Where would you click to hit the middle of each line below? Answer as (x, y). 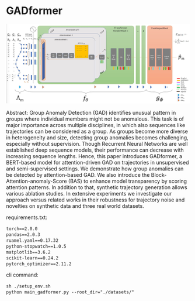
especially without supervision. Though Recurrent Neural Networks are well (97, 143)
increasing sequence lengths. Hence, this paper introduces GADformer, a (94, 156)
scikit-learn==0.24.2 (32, 258)
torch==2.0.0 (22, 229)
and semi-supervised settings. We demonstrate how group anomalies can (95, 169)
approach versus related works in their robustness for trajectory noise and (95, 200)
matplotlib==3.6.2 (28, 252)
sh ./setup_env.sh (28, 286)
